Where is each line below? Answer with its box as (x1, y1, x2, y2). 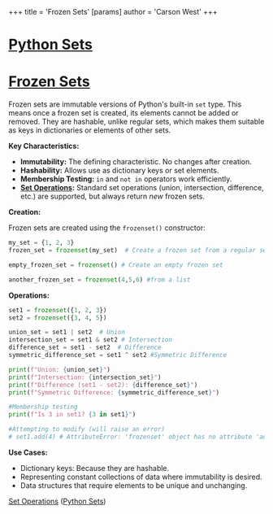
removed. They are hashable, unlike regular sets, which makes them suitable (8, 117, 265, 127)
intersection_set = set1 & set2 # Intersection (8, 336, 173, 344)
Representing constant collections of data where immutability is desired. (19, 472, 262, 481)
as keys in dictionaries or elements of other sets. (8, 125, 171, 135)
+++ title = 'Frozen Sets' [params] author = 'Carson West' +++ (8, 7, 218, 16)
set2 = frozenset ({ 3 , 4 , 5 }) (8, 313, 107, 322)
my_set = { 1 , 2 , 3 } (8, 239, 75, 247)
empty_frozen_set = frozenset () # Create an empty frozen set (8, 260, 223, 269)
